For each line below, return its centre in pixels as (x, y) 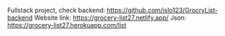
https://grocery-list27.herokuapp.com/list (67, 25)
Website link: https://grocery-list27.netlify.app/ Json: (110, 18)
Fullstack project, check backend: (56, 10)
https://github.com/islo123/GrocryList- (163, 10)
